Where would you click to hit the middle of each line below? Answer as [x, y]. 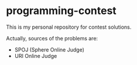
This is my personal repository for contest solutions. [69, 27]
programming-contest [61, 11]
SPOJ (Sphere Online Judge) [49, 49]
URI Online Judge [36, 56]
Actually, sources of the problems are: [52, 38]
